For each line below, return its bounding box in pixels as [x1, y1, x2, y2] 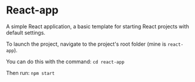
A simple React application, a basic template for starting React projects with [6, 23, 189, 30]
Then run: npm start [6, 69, 55, 76]
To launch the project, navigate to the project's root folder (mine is [6, 40, 166, 47]
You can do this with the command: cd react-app [6, 58, 125, 65]
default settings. [6, 29, 46, 36]
